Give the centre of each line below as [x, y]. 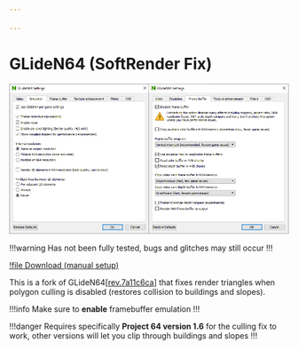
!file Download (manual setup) [64, 265]
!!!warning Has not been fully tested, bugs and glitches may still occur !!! [141, 248]
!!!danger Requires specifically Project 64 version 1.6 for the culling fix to [143, 326]
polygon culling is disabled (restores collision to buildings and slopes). [137, 291]
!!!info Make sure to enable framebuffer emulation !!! [105, 309]
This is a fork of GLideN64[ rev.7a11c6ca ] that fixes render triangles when [142, 282]
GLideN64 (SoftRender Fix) [111, 64]
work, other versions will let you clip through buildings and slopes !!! [133, 335]
